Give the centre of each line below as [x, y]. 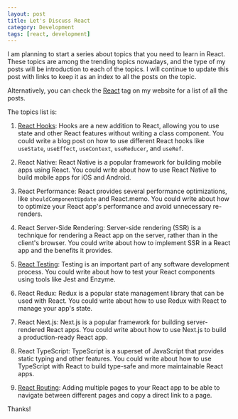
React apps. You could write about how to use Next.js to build [136, 330]
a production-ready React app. [63, 337]
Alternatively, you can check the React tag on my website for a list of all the [118, 90]
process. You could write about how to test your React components [116, 272]
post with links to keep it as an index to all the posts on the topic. [102, 77]
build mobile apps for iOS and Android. [74, 177]
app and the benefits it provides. [65, 251]
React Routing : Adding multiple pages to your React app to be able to [119, 388]
